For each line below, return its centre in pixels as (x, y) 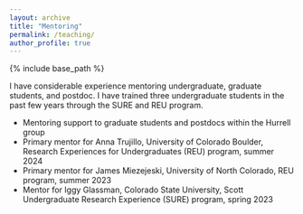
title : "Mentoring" (46, 26)
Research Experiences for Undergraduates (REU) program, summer (148, 152)
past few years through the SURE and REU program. (106, 106)
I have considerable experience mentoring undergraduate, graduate (136, 86)
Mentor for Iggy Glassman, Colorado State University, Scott (133, 190)
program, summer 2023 (66, 181)
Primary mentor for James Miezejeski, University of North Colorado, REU (158, 171)
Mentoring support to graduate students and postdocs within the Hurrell (156, 123)
